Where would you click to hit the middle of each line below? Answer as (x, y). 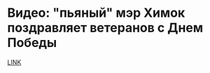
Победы (32, 43)
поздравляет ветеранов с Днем (105, 28)
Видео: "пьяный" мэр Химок (96, 13)
